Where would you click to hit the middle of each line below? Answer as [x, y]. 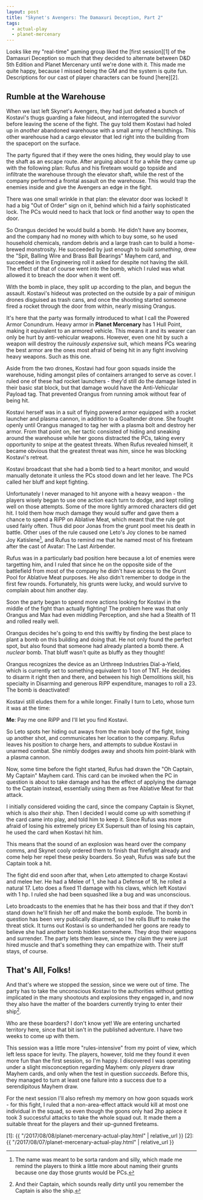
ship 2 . [14, 1011]
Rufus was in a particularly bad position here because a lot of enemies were [101, 558]
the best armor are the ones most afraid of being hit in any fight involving [97, 350]
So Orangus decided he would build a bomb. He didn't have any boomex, [97, 230]
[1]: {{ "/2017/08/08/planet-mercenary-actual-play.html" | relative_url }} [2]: [100, 1136]
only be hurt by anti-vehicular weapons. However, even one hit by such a [97, 337]
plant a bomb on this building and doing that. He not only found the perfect [99, 639]
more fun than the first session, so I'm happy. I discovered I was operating [98, 1061]
